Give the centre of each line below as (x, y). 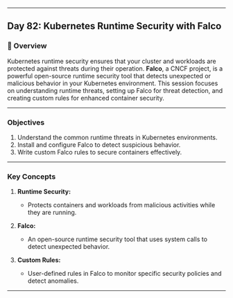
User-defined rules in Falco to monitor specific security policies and (124, 274)
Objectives (26, 122)
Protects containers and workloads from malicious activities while (121, 205)
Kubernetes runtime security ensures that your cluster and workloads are (112, 61)
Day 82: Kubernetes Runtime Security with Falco (114, 26)
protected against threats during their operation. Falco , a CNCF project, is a (115, 68)
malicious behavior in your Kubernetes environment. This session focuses (113, 83)
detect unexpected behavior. (69, 247)
